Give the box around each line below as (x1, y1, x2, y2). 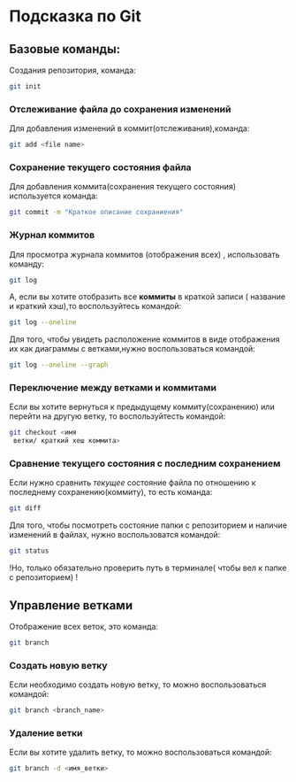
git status (9, 546, 49, 555)
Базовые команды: (9, 42, 121, 57)
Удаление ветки (9, 727, 83, 739)
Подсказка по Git (9, 6, 141, 27)
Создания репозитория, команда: (9, 65, 137, 75)
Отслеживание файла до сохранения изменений (9, 103, 231, 115)
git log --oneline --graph (9, 360, 109, 369)
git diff (9, 504, 42, 513)
